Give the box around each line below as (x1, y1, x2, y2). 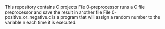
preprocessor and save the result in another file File (5, 9, 111, 15)
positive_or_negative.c (5, 14, 51, 20)
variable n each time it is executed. (5, 19, 77, 25)
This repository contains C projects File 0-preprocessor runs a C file (5, 4, 145, 10)
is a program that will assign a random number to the (52, 14, 160, 20)
